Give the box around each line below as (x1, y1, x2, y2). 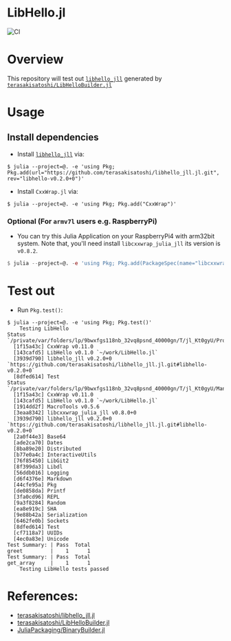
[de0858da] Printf (13, 487, 67, 494)
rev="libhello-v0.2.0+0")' (7, 175, 85, 182)
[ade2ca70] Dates (13, 439, 63, 446)
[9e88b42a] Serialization (13, 511, 88, 518)
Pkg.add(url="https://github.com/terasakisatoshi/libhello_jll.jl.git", (7, 169, 220, 176)
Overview (7, 52, 64, 67)
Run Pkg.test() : (16, 306, 63, 314)
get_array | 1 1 (7, 559, 91, 566)
